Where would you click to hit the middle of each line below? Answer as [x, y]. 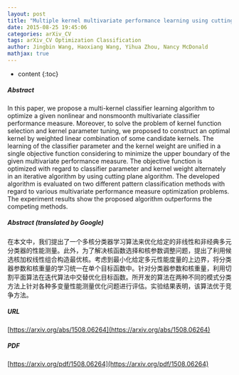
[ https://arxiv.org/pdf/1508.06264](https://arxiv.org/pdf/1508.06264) [108, 364]
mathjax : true [28, 54]
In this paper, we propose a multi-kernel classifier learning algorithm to [111, 108]
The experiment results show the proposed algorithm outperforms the [110, 199]
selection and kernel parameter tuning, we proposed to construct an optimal [119, 131]
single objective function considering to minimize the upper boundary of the [119, 153]
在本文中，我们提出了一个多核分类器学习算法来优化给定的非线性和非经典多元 [119, 241]
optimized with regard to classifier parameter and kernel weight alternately [117, 169]
